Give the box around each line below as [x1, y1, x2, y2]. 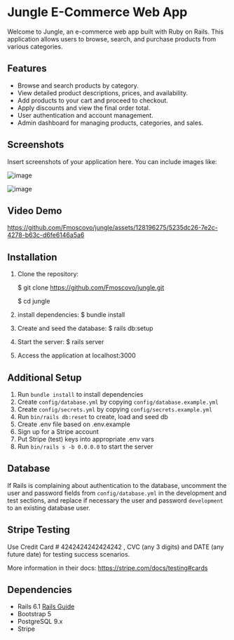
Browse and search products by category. [17, 81, 139, 90]
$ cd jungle [17, 297, 50, 306]
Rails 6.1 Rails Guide [17, 602, 75, 611]
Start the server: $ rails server [17, 338, 104, 346]
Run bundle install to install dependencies [17, 390, 144, 398]
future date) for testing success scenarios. [7, 550, 130, 558]
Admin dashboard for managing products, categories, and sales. [17, 118, 204, 127]
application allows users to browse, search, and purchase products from [7, 34, 216, 43]
